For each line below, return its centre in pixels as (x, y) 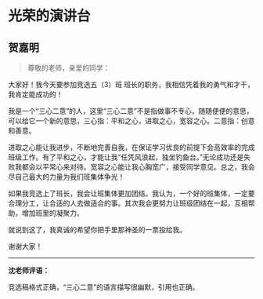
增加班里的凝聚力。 (52, 213)
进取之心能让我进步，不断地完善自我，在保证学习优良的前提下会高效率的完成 (131, 147)
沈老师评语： (29, 270)
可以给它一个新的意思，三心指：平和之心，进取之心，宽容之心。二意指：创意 (131, 121)
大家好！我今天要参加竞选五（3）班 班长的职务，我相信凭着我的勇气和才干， (131, 84)
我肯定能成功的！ (36, 94)
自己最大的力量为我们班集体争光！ (70, 177)
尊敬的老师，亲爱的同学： (68, 68)
